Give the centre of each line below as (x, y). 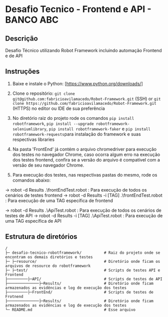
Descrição (22, 38)
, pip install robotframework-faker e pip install (99, 128)
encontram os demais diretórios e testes (49, 257)
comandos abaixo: (32, 180)
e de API (14, 56)
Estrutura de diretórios (41, 237)
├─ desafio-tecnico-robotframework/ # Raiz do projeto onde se (83, 253)
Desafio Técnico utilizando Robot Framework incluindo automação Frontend (83, 50)
